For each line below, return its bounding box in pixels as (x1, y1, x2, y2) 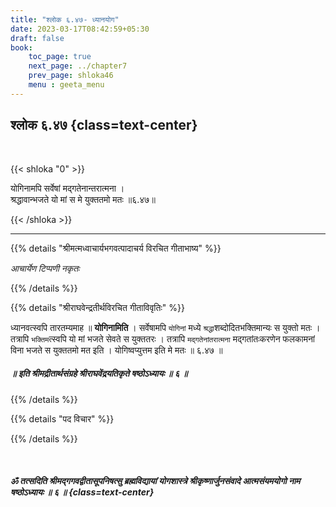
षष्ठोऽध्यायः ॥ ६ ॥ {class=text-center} (10, 486, 155, 498)
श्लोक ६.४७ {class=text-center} (10, 117, 198, 134)
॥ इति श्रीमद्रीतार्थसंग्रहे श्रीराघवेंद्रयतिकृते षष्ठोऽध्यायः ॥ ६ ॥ (10, 367, 188, 380)
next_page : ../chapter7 (28, 61, 128, 71)
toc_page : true (28, 52, 92, 62)
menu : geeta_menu (28, 80, 105, 90)
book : (10, 42, 33, 53)
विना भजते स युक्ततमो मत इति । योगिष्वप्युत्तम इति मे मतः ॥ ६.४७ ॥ (10, 344, 223, 356)
